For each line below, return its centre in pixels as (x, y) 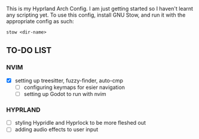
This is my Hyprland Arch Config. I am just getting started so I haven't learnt (99, 9)
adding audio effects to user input (56, 129)
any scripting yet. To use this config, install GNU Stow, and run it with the (96, 15)
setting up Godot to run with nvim (65, 94)
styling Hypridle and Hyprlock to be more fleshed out (80, 123)
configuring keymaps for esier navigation (74, 87)
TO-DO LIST (29, 50)
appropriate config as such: (40, 21)
